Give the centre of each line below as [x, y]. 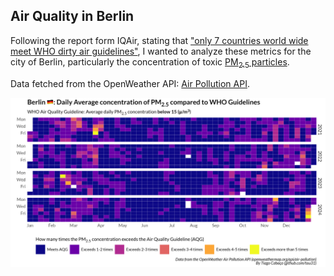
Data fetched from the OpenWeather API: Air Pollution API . [130, 83]
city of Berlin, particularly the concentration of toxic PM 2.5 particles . [150, 62]
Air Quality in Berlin [72, 16]
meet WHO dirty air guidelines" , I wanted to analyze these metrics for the [161, 51]
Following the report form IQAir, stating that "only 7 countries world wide [159, 40]
